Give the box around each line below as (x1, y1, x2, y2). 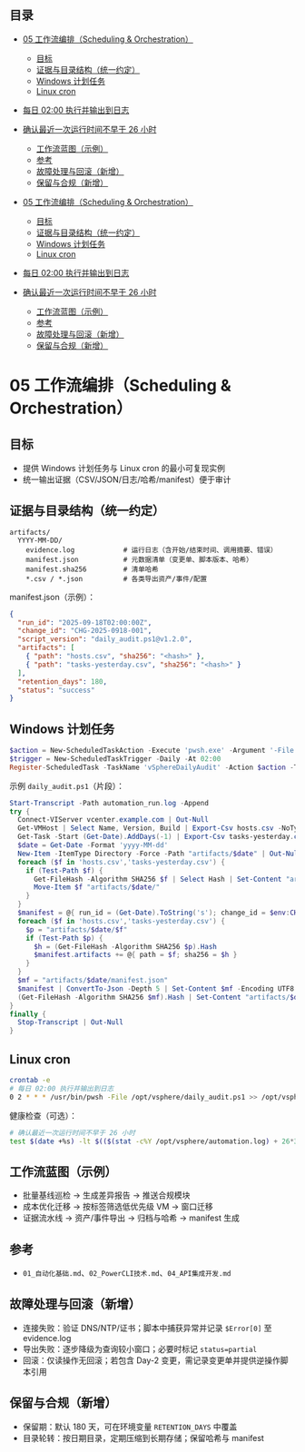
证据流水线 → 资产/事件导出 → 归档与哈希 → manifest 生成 (22, 1212, 241, 1223)
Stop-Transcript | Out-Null (17, 1018, 124, 1027)
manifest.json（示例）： (9, 591, 96, 602)
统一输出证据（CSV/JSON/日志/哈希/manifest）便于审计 (22, 474, 231, 485)
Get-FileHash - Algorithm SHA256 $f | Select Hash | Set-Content (33, 874, 282, 884)
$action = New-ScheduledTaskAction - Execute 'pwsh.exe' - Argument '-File (9, 746, 295, 756)
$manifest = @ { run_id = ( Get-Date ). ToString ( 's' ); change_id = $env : (17, 908, 290, 918)
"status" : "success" (17, 686, 95, 695)
